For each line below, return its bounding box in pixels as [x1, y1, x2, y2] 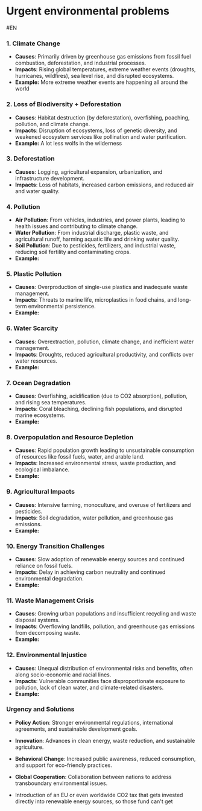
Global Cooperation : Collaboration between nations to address [14, 773, 172, 780]
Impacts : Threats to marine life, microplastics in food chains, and [14, 296, 177, 304]
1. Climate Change [6, 39, 60, 48]
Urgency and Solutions [6, 705, 75, 713]
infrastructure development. [14, 174, 85, 182]
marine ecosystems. [14, 412, 66, 419]
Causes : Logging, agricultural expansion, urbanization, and [14, 168, 163, 176]
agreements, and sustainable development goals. [14, 725, 137, 733]
